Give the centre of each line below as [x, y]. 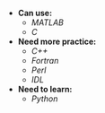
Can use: [35, 13]
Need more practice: [57, 41]
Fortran [45, 61]
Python [44, 99]
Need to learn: [45, 89]
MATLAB [48, 22]
